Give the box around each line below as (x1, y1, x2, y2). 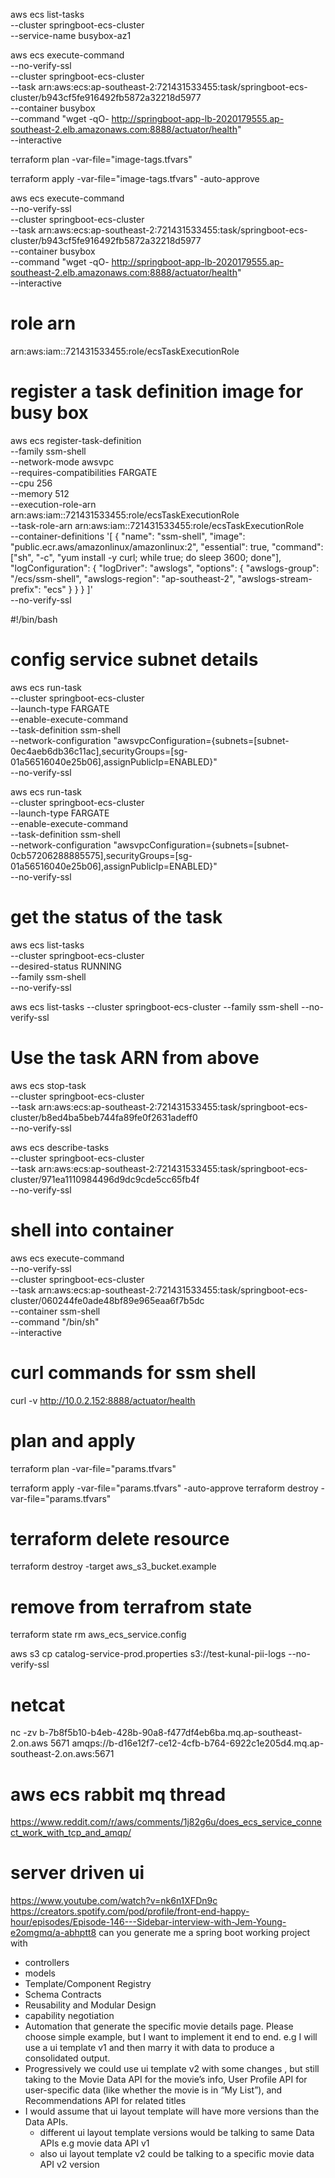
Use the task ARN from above (10, 1046, 260, 1069)
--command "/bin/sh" (10, 1315, 100, 1328)
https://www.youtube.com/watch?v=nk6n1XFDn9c (10, 1895, 218, 1907)
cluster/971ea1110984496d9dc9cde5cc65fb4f (10, 1173, 200, 1185)
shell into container (10, 1219, 175, 1241)
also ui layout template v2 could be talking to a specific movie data (39, 2148, 315, 2160)
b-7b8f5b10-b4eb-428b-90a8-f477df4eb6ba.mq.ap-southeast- (39, 1727, 303, 1739)
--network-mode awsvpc (10, 455, 115, 468)
